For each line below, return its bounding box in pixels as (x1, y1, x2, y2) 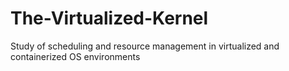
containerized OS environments (10, 50, 141, 62)
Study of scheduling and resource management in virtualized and (10, 40, 280, 52)
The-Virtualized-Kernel (10, 7, 209, 30)
